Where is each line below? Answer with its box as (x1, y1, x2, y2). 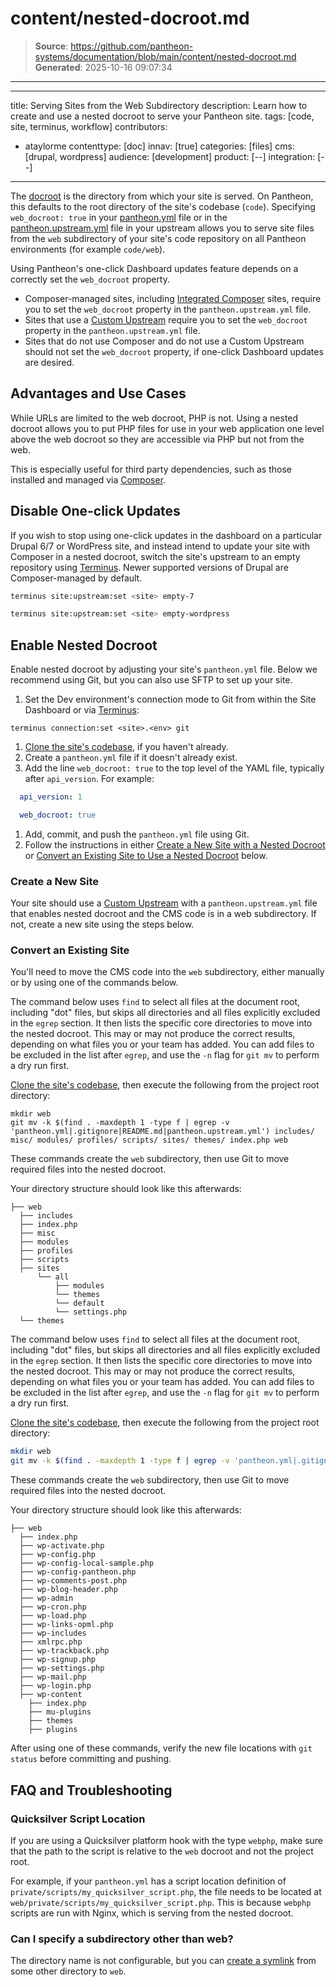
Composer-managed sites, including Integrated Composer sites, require (24, 292, 322, 304)
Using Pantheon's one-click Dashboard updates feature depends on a (10, 262, 299, 274)
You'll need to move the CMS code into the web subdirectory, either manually (10, 966, 325, 978)
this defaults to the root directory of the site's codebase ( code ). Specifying (10, 200, 316, 212)
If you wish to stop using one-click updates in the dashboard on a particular (10, 529, 323, 541)
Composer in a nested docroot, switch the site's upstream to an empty (10, 550, 301, 562)
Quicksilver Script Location (10, 1812, 146, 1826)
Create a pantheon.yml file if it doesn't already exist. (24, 752, 238, 764)
